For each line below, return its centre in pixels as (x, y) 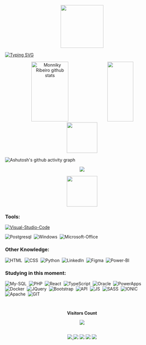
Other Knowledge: (27, 249)
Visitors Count (82, 313)
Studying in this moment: (36, 273)
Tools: (13, 217)
